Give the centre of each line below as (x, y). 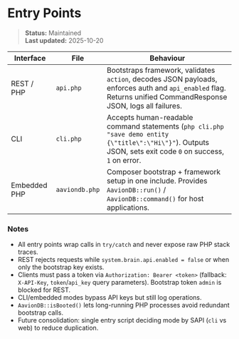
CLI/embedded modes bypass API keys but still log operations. (110, 298)
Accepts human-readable (150, 117)
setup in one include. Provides (157, 181)
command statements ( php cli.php (165, 126)
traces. (28, 252)
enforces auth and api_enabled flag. (166, 88)
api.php (69, 88)
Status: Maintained (53, 33)
